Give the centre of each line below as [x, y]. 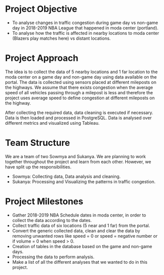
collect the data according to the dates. [52, 220]
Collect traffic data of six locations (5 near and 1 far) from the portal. [81, 225]
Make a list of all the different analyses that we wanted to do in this [80, 262]
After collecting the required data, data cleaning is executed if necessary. [79, 112]
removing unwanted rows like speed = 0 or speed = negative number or [85, 236]
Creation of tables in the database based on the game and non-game [82, 246]
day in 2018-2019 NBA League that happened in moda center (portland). [85, 27]
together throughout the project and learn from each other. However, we [78, 162]
